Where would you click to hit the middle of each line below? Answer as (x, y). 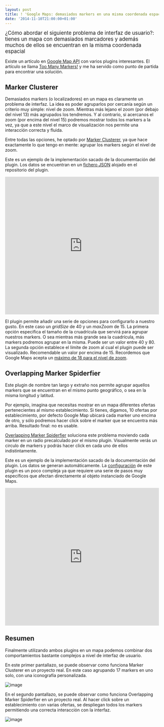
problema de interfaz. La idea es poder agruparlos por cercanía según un (79, 104)
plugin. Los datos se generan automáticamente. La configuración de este (79, 465)
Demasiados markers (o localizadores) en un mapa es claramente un (74, 99)
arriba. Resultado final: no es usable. (42, 426)
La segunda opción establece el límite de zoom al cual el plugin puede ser (79, 348)
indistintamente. (21, 451)
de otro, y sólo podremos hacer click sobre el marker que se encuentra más (81, 421)
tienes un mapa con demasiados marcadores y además (72, 39)
